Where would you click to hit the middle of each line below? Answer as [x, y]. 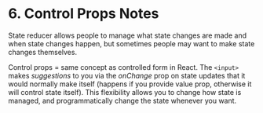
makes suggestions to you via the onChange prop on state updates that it [127, 75]
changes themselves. [42, 52]
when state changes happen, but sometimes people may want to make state [131, 43]
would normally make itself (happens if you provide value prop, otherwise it [130, 84]
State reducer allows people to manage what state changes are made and [128, 35]
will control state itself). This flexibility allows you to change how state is [125, 92]
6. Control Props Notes [84, 14]
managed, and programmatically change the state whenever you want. [122, 100]
